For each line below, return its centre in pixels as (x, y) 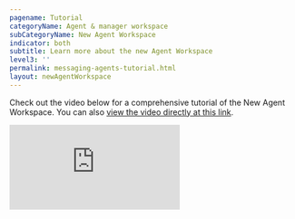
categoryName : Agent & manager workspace (89, 26)
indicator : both (40, 43)
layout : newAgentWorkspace (60, 77)
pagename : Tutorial (46, 18)
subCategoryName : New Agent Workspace (83, 34)
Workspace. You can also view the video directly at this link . (122, 112)
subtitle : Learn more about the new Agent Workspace (111, 52)
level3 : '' (30, 60)
